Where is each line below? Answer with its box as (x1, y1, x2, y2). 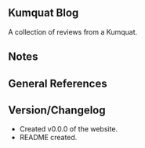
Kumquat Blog (8, 6, 79, 20)
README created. (19, 133, 78, 142)
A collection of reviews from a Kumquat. (8, 27, 138, 36)
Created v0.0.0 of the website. (19, 124, 118, 134)
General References (8, 76, 107, 90)
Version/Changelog (8, 103, 106, 117)
